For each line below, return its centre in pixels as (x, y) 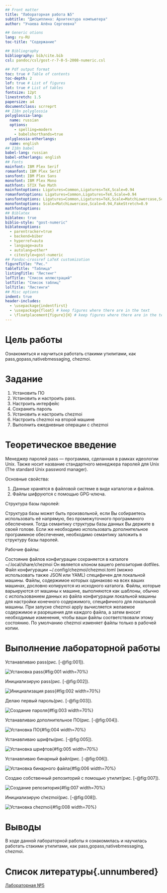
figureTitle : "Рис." (27, 264)
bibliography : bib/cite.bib (34, 55)
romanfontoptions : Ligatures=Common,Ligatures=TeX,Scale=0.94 (71, 195)
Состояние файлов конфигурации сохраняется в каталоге (67, 559)
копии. (12, 628)
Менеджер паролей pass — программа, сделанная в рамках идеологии (82, 458)
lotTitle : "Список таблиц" (33, 282)
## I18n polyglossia (27, 111)
